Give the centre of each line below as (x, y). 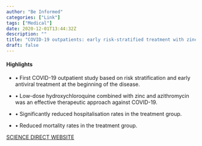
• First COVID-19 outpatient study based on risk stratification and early (103, 78)
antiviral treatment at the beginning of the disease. (77, 84)
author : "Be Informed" (35, 12)
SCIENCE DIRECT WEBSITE (40, 137)
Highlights (20, 64)
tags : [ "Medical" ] (29, 23)
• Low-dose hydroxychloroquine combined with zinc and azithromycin (102, 96)
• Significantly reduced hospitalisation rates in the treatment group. (98, 114)
